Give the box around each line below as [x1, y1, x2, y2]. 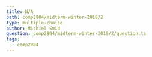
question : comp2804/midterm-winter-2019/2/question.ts [6, 31, 147, 37]
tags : [6, 36, 20, 42]
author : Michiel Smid [6, 25, 61, 31]
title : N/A [6, 8, 34, 15]
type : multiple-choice [6, 20, 63, 26]
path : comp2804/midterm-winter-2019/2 [6, 14, 103, 20]
